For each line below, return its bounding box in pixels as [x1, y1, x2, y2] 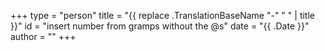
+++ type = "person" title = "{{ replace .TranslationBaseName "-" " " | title [10, 10, 315, 21]
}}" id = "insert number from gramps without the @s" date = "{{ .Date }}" [10, 20, 310, 32]
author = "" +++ [10, 31, 77, 42]
